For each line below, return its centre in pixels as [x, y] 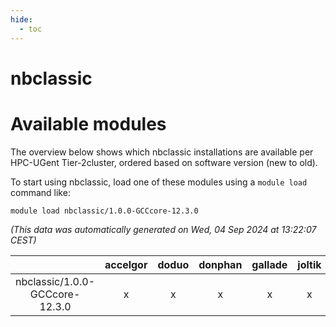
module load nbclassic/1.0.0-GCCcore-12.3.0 [104, 211]
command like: [40, 192]
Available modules [88, 123]
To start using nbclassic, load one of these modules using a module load [159, 182]
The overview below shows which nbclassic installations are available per [162, 152]
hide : [21, 19]
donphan [220, 264]
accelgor [126, 264]
